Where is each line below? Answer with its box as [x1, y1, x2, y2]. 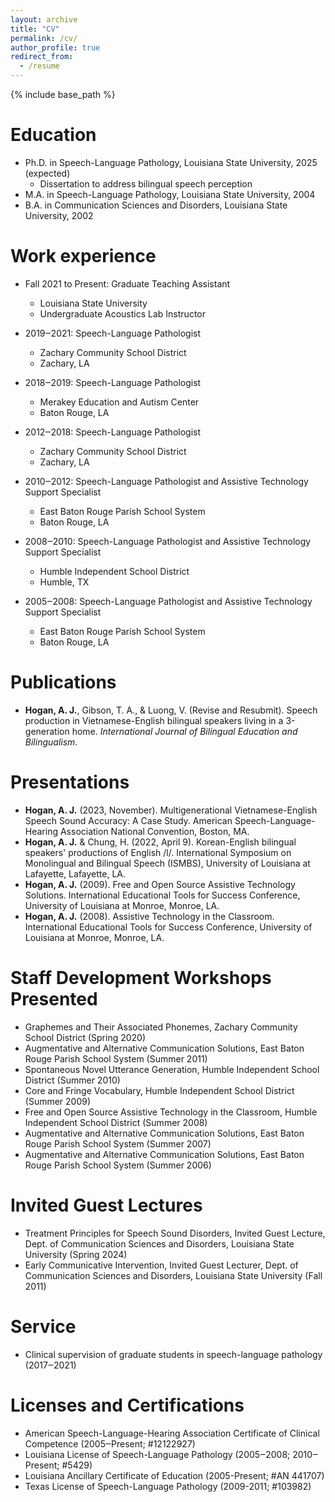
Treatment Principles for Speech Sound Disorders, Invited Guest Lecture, [24, 1227, 326, 1239]
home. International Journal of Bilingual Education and [71, 725, 298, 737]
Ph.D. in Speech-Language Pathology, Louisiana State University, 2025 [24, 156, 318, 168]
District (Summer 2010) [24, 1074, 121, 1086]
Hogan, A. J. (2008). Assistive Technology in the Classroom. [24, 910, 275, 922]
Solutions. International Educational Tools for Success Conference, [24, 889, 301, 901]
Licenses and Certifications [10, 1394, 245, 1416]
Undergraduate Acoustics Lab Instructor [39, 307, 206, 320]
